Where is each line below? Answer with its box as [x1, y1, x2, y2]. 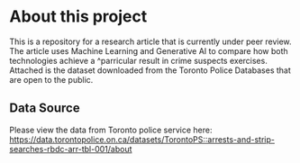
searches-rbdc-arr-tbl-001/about [9, 143, 132, 154]
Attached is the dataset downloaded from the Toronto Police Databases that [9, 65, 291, 76]
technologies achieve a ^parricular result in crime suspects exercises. [9, 55, 268, 66]
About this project [9, 6, 148, 27]
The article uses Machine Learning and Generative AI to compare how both [9, 45, 288, 56]
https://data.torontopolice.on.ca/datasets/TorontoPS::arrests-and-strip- [9, 133, 275, 145]
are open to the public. [9, 74, 94, 85]
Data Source [9, 101, 80, 116]
